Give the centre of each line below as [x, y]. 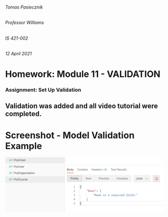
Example [24, 146]
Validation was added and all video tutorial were [81, 106]
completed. [24, 114]
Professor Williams [25, 23]
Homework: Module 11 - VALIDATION [83, 74]
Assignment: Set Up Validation [43, 89]
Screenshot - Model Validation [70, 135]
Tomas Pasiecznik [24, 7]
